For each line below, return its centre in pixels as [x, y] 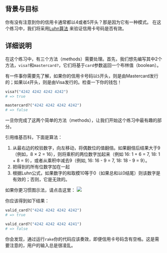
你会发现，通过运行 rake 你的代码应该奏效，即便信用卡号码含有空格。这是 [80, 239]
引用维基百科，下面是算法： [34, 137]
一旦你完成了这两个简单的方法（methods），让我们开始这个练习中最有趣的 [81, 120]
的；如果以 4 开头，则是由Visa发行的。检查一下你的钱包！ [63, 82]
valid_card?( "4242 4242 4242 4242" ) [43, 210]
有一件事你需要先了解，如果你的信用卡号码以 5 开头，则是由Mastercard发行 [82, 76]
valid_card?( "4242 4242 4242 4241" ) [43, 224]
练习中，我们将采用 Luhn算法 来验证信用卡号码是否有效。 [68, 28]
